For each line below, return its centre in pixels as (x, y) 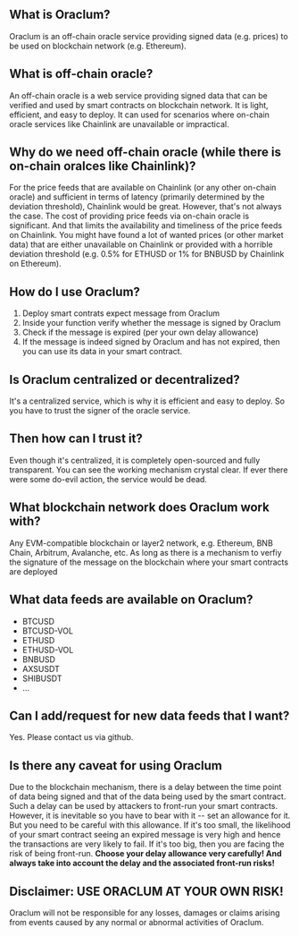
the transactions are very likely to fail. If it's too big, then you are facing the (147, 844)
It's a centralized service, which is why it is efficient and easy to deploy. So (147, 401)
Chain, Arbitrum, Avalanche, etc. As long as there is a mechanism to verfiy (146, 552)
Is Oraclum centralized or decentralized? (125, 379)
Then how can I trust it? (76, 439)
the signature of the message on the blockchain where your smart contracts (149, 562)
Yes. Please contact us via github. (71, 737)
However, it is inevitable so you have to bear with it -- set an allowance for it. (150, 816)
